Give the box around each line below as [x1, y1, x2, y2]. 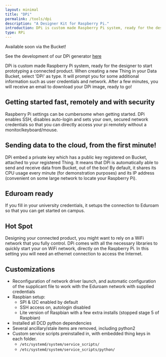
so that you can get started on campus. [5, 208, 85, 214]
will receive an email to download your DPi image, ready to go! [5, 84, 132, 89]
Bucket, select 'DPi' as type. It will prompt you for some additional [5, 73, 139, 79]
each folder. [12, 336, 37, 342]
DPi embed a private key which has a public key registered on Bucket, [5, 154, 147, 160]
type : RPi [5, 30, 26, 35]
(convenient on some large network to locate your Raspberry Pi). [5, 175, 137, 181]
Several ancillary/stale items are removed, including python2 [12, 325, 136, 331]
